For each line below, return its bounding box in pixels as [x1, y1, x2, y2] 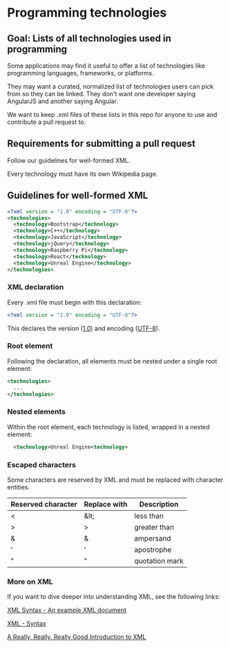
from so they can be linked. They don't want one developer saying [7, 90, 196, 98]
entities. [7, 483, 30, 491]
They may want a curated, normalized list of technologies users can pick [7, 82, 214, 91]
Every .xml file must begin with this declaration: [7, 298, 142, 306]
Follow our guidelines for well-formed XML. [7, 156, 131, 164]
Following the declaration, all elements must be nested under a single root [7, 357, 218, 365]
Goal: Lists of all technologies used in [7, 33, 171, 44]
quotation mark [134, 556, 184, 566]
